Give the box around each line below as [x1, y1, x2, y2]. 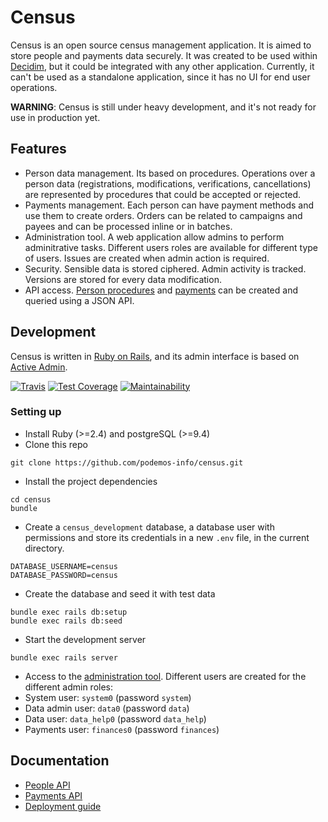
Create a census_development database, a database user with [24, 521, 275, 533]
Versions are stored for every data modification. [24, 273, 222, 285]
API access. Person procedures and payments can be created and [24, 284, 298, 296]
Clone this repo [24, 438, 88, 450]
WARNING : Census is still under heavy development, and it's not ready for [10, 101, 317, 113]
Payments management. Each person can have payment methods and [24, 199, 315, 211]
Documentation [10, 752, 110, 770]
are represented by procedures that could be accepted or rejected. [24, 188, 302, 200]
